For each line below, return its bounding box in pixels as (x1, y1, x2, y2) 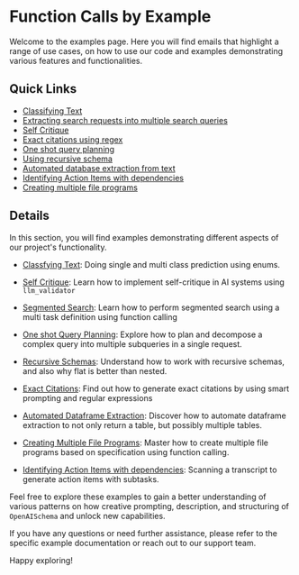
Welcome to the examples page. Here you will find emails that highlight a (9, 36, 279, 47)
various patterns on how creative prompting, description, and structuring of (9, 500, 290, 511)
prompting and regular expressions (22, 392, 153, 403)
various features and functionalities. (9, 55, 142, 66)
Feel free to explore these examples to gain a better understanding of (9, 491, 267, 502)
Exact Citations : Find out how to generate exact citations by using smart (22, 383, 290, 394)
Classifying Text (22, 105, 83, 116)
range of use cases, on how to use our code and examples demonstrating (9, 45, 284, 56)
